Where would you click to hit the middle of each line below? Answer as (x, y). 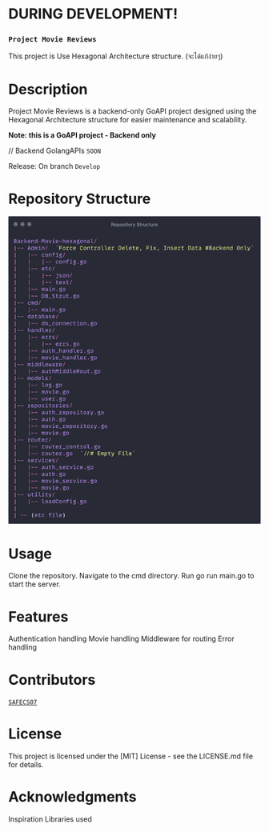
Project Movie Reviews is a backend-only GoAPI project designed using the (132, 111)
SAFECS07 (23, 702)
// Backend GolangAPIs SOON (55, 151)
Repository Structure (80, 199)
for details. (26, 765)
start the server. (35, 584)
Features (38, 616)
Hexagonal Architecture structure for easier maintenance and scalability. (128, 120)
